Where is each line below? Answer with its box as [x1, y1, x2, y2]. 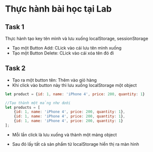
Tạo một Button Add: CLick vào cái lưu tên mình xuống [12, 45, 122, 51]
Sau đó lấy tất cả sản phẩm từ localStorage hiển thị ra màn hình [12, 141, 139, 147]
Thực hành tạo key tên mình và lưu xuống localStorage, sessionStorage [5, 35, 149, 41]
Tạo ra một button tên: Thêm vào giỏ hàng [12, 77, 97, 83]
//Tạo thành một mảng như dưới [5, 101, 71, 105]
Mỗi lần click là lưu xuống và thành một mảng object [12, 132, 117, 137]
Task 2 [5, 64, 26, 72]
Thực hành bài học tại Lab [5, 3, 112, 15]
